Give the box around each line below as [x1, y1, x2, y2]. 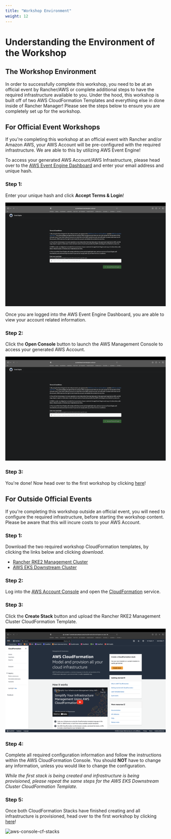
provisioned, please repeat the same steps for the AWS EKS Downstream [5, 778, 159, 784]
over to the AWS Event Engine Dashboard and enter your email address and [5, 162, 164, 168]
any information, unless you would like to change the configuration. [5, 763, 147, 769]
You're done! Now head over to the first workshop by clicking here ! [5, 480, 146, 486]
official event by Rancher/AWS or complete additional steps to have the [5, 86, 154, 92]
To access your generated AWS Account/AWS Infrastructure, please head [5, 157, 160, 163]
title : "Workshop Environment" [5, 8, 72, 13]
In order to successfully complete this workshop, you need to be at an [5, 81, 152, 87]
